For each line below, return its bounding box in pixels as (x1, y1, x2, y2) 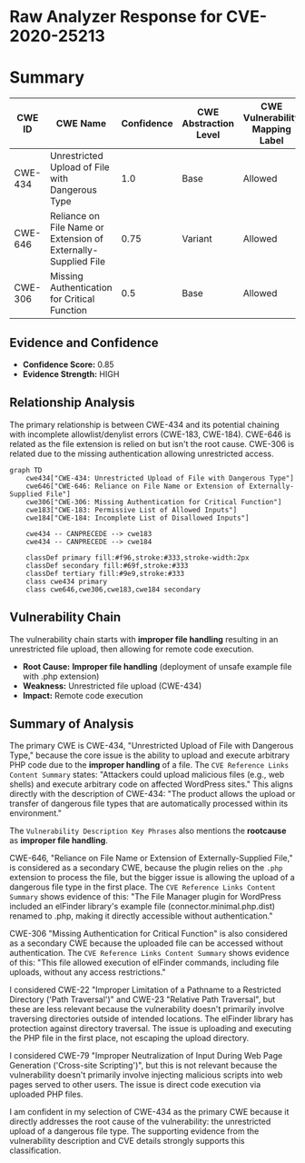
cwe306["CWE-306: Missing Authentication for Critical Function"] (25, 497, 282, 506)
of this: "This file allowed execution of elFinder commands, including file (9, 957, 280, 969)
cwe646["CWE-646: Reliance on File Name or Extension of (25, 482, 246, 491)
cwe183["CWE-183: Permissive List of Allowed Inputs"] (25, 505, 238, 514)
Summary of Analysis (9, 716, 134, 731)
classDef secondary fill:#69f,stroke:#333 (25, 561, 189, 570)
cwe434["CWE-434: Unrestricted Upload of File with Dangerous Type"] (25, 473, 295, 482)
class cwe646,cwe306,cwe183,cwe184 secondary (25, 584, 202, 594)
